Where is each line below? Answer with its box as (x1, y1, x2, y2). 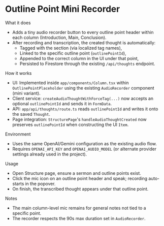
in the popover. (25, 181, 56, 187)
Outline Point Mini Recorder (5, 3, 120, 15)
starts (12, 181, 25, 187)
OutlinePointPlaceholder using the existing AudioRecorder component (12, 85, 155, 91)
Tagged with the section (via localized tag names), (19, 45, 122, 51)
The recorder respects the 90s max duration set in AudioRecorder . (12, 215, 146, 221)
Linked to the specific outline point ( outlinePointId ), (19, 50, 127, 56)
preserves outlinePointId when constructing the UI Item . (12, 122, 129, 128)
